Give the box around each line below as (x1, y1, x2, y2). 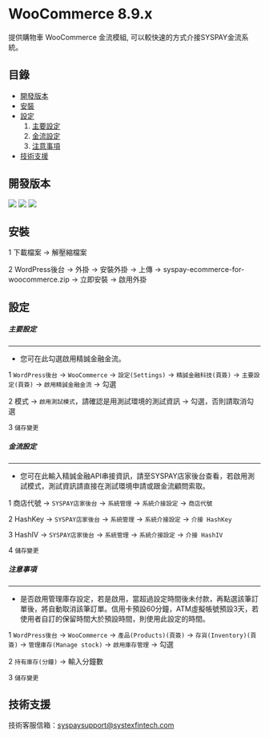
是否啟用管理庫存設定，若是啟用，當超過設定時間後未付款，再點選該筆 (19, 594, 252, 603)
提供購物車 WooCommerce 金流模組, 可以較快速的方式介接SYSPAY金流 (8, 32, 242, 42)
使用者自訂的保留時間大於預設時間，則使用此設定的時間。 (19, 614, 210, 623)
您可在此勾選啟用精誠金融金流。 (19, 354, 126, 363)
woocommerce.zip (8, 274, 70, 285)
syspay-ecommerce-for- (163, 265, 245, 274)
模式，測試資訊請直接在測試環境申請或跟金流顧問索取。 (26, 481, 210, 490)
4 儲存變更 (8, 545, 39, 554)
